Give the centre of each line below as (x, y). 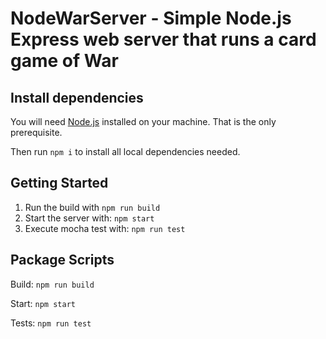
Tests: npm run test (51, 323)
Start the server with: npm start (89, 218)
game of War (64, 61)
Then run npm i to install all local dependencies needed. (125, 151)
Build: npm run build (52, 284)
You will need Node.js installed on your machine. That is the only (143, 121)
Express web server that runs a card (163, 39)
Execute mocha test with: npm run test (105, 228)
